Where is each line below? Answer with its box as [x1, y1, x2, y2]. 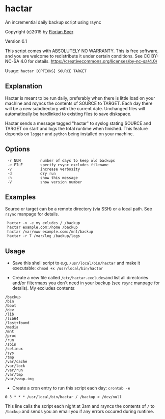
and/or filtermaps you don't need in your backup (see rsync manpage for [12, 280, 160, 286]
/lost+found [5, 321, 29, 326]
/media [5, 325, 19, 330]
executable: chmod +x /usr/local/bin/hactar [12, 265, 103, 271]
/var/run [5, 368, 23, 373]
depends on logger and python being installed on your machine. [5, 131, 134, 137]
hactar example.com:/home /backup [7, 225, 78, 230]
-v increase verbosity [7, 167, 80, 172]
